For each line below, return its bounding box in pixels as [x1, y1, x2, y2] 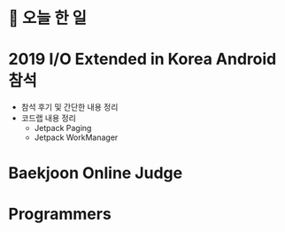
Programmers [8, 204, 112, 224]
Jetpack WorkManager [34, 132, 119, 143]
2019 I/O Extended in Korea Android [8, 50, 277, 69]
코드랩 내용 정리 [20, 112, 76, 124]
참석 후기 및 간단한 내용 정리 [20, 102, 119, 112]
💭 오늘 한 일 [8, 8, 88, 28]
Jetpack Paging [34, 123, 92, 134]
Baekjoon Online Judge [8, 163, 183, 183]
